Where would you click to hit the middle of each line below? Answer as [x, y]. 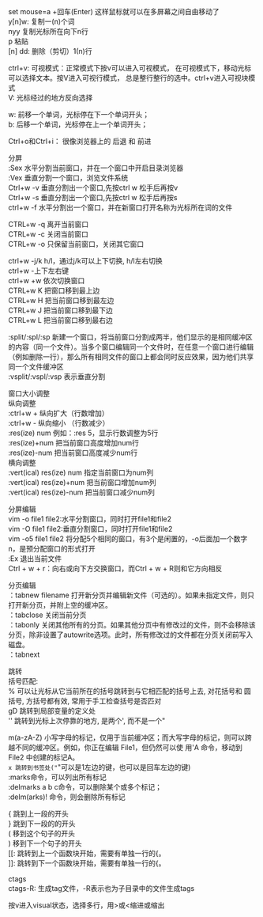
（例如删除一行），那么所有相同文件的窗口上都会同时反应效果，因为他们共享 [131, 357]
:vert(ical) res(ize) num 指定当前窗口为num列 [81, 472]
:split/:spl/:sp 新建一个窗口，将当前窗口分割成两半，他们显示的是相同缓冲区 [130, 337]
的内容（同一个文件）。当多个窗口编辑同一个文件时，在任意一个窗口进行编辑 [131, 347]
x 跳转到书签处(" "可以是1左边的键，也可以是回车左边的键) [100, 767]
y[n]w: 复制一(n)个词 [41, 21]
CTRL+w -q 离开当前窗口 [49, 224]
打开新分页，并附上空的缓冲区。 [60, 605]
